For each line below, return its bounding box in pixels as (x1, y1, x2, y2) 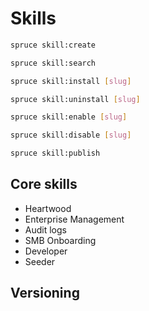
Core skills (10, 176, 78, 193)
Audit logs (24, 223, 67, 236)
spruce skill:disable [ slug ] (10, 130, 132, 141)
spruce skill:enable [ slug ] (10, 112, 128, 122)
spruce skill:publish (10, 148, 101, 159)
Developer (24, 245, 68, 257)
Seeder (24, 255, 56, 267)
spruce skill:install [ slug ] (10, 76, 132, 86)
